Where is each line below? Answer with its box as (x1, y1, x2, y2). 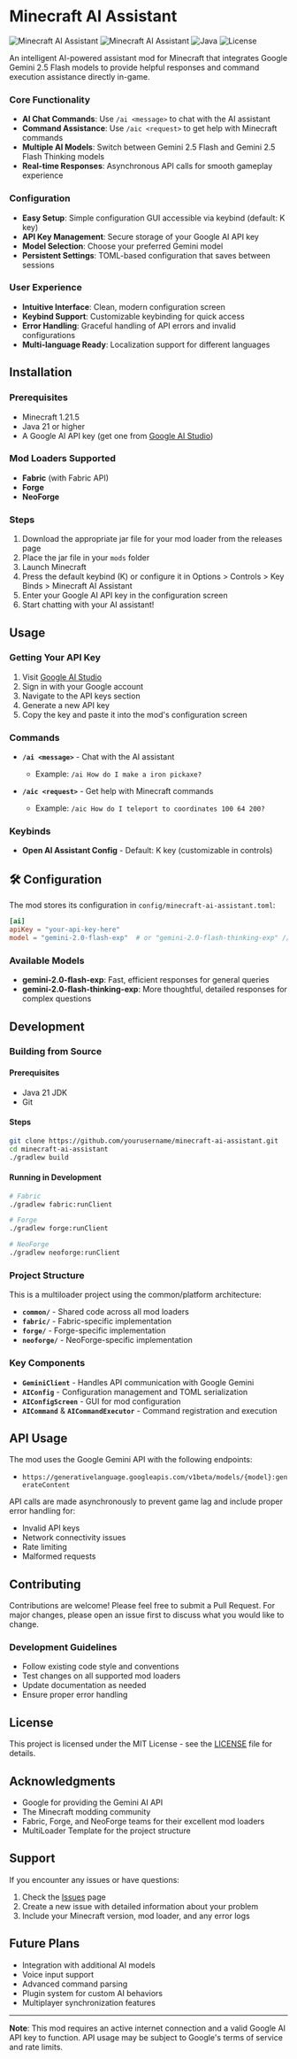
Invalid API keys (21, 1523, 80, 1533)
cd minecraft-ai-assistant (9, 1145, 109, 1153)
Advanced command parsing (21, 1978, 128, 1989)
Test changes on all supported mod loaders (21, 1670, 181, 1681)
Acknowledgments (9, 1773, 117, 1789)
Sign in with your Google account (21, 681, 144, 691)
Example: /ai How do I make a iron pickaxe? (34, 768, 202, 780)
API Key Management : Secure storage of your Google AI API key (21, 231, 259, 242)
